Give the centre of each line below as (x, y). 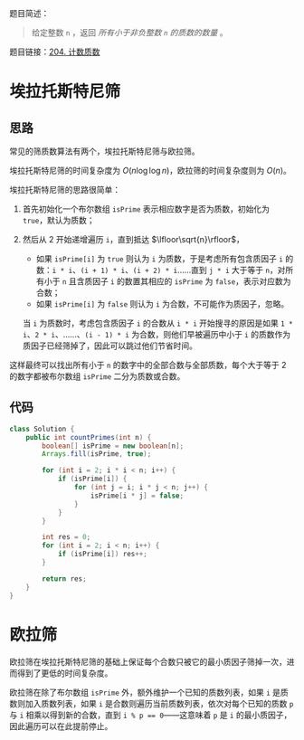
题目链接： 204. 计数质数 (55, 52)
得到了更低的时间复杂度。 (65, 673)
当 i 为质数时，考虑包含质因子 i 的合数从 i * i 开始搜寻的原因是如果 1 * (157, 323)
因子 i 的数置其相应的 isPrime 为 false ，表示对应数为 (191, 281)
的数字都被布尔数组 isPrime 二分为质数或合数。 (97, 376)
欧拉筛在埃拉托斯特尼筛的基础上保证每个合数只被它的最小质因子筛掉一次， (148, 661)
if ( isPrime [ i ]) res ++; (102, 555)
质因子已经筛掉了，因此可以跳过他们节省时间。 (109, 346)
